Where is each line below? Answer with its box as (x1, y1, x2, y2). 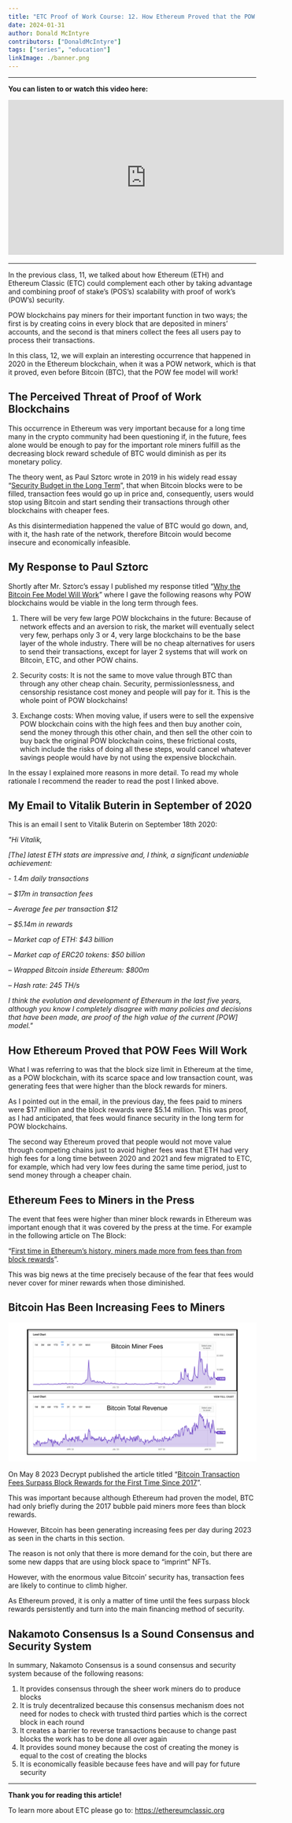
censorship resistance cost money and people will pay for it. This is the (19, 687, 250, 697)
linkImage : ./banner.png (8, 54, 90, 62)
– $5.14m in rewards (8, 919, 73, 929)
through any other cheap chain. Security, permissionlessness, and (19, 679, 235, 688)
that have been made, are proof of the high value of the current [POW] (8, 1012, 238, 1022)
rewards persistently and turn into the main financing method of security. (8, 1604, 246, 1614)
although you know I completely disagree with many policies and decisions (8, 1004, 253, 1014)
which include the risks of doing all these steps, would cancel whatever (19, 744, 252, 753)
